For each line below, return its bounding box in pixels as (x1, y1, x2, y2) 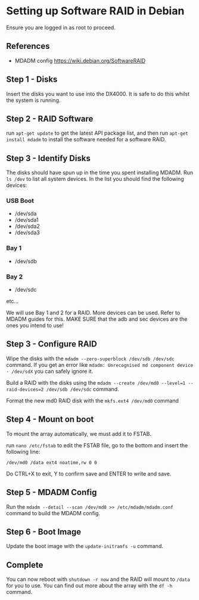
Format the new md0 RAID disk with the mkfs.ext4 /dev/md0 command (6, 397, 179, 404)
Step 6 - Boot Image (6, 527, 82, 537)
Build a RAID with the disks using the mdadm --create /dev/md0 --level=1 (6, 379, 186, 386)
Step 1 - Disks (6, 75, 58, 85)
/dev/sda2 (14, 222, 40, 230)
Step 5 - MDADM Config (6, 487, 97, 497)
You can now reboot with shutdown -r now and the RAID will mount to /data (6, 576, 191, 583)
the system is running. (6, 97, 61, 104)
